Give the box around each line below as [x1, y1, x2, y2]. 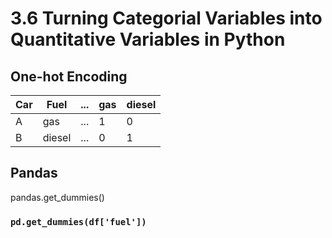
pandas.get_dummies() [10, 191, 105, 203]
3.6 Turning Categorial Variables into [10, 7, 323, 30]
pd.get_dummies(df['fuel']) [10, 216, 147, 227]
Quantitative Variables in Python [10, 28, 286, 51]
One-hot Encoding [10, 68, 128, 85]
